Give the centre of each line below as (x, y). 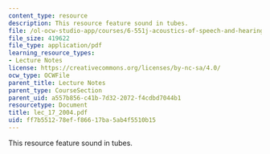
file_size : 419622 (39, 38)
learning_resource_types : (51, 53)
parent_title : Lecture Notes (57, 83)
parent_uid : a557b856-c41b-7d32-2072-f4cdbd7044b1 (95, 98)
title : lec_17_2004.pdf (48, 113)
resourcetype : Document (48, 105)
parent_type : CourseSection (55, 90)
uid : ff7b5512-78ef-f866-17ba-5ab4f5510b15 (82, 120)
